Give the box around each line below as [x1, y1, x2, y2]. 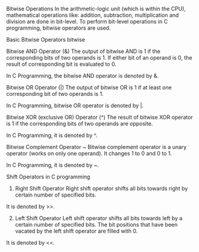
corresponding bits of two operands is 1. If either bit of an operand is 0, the [6, 54, 192, 61]
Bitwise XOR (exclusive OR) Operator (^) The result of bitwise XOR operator [6, 114, 193, 121]
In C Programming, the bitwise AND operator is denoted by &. [6, 72, 159, 79]
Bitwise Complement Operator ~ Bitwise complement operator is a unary [6, 143, 187, 150]
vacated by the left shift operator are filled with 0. [14, 227, 138, 235]
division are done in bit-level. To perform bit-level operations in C [6, 18, 168, 25]
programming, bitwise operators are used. [6, 24, 111, 31]
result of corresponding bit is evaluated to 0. [6, 60, 116, 68]
